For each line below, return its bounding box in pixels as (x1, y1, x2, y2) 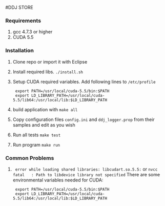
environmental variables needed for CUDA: (12, 177, 104, 183)
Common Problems (5, 154, 54, 161)
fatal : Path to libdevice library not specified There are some (12, 171, 160, 177)
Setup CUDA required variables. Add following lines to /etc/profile (12, 78, 156, 85)
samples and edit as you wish (12, 121, 75, 128)
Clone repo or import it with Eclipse (12, 58, 88, 65)
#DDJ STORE (5, 5, 33, 10)
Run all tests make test (12, 132, 61, 138)
